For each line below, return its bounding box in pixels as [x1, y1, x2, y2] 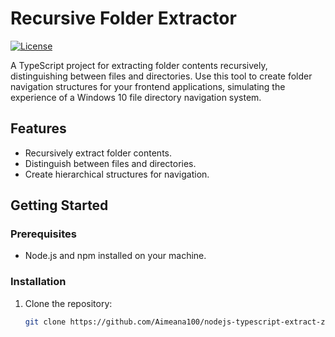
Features [10, 120, 67, 137]
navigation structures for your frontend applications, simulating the [10, 80, 286, 92]
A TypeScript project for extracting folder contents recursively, [10, 59, 268, 71]
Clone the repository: [24, 297, 113, 309]
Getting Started [10, 197, 109, 214]
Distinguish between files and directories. [24, 157, 197, 169]
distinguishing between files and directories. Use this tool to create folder [10, 70, 313, 82]
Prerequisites [10, 227, 77, 241]
